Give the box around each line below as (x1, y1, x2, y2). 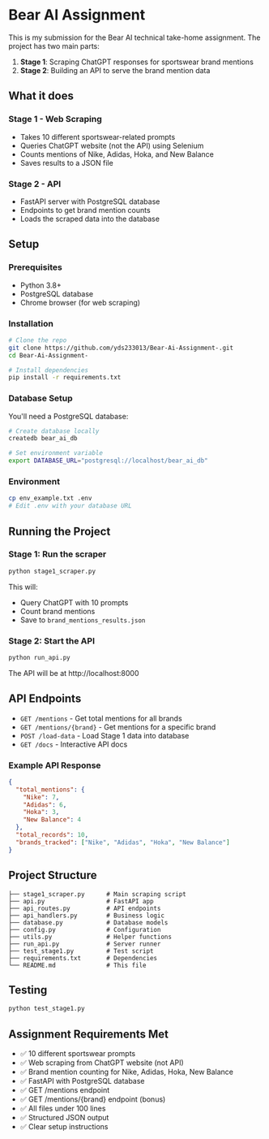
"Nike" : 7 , (23, 793, 60, 801)
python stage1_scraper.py (8, 567, 96, 575)
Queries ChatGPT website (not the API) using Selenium (19, 141, 204, 150)
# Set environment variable (8, 449, 104, 457)
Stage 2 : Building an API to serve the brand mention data (19, 65, 211, 75)
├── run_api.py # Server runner (8, 940, 161, 948)
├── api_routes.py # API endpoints (8, 904, 161, 912)
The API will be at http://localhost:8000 (8, 668, 139, 678)
